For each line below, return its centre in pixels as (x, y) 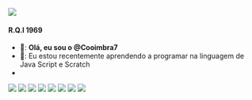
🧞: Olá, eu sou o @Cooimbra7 (69, 48)
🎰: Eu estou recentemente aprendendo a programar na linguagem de (132, 56)
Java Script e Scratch (55, 64)
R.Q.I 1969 (25, 30)
